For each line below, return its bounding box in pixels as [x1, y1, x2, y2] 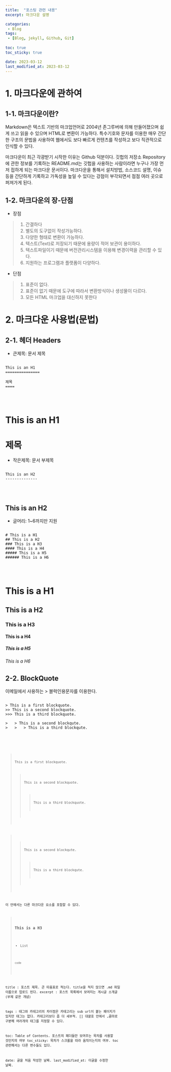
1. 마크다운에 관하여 [5, 87, 82, 99]
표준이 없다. [25, 282, 49, 288]
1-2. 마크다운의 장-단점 [5, 196, 74, 204]
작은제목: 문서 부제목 [12, 457, 54, 463]
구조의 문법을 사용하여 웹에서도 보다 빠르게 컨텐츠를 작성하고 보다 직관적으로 [10, 136, 162, 143]
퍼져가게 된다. [5, 179, 33, 186]
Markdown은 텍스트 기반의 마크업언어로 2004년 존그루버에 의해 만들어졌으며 [5, 124, 159, 130]
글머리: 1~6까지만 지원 [12, 518, 58, 524]
